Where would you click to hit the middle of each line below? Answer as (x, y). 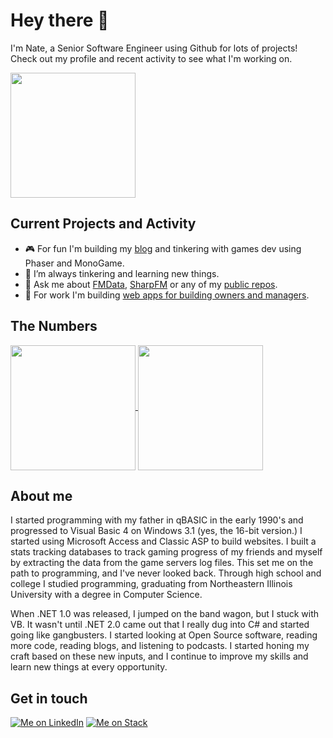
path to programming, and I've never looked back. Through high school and (166, 573)
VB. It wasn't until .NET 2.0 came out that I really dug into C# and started (160, 625)
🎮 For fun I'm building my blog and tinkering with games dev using (163, 248)
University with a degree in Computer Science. (106, 595)
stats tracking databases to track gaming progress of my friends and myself (166, 552)
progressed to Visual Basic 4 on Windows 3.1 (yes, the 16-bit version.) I (156, 531)
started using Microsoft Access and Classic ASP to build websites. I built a (163, 541)
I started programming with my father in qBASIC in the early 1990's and (157, 520)
